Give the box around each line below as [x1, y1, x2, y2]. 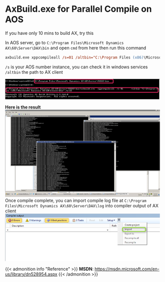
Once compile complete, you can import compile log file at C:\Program [5, 197, 147, 203]
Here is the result [5, 104, 41, 110]
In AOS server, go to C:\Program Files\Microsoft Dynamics [5, 39, 124, 45]
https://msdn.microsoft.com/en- [94, 266, 160, 272]
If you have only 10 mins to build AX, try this [5, 30, 94, 36]
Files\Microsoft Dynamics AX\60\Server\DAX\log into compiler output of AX [5, 202, 159, 208]
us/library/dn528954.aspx [5, 271, 57, 277]
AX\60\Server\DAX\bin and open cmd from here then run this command [5, 45, 146, 51]
